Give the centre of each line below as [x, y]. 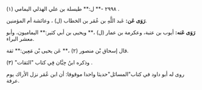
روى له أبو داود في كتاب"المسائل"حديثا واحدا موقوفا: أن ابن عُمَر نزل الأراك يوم [95, 74]
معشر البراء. [20, 39]
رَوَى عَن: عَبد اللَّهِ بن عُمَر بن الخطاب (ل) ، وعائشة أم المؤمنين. [77, 20]
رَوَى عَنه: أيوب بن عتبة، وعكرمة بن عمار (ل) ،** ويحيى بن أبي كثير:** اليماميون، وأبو [101, 32]
